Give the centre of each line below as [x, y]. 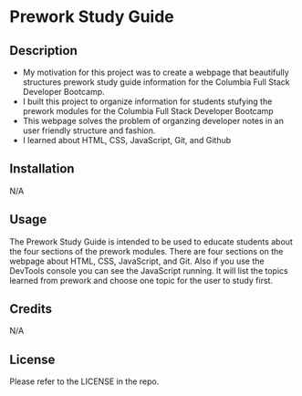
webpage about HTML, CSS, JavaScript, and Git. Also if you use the [137, 261]
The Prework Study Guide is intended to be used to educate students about [151, 241]
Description [43, 51]
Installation [42, 169]
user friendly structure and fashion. [89, 130]
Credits [31, 309]
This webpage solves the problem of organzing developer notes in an [153, 121]
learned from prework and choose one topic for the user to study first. [141, 280]
